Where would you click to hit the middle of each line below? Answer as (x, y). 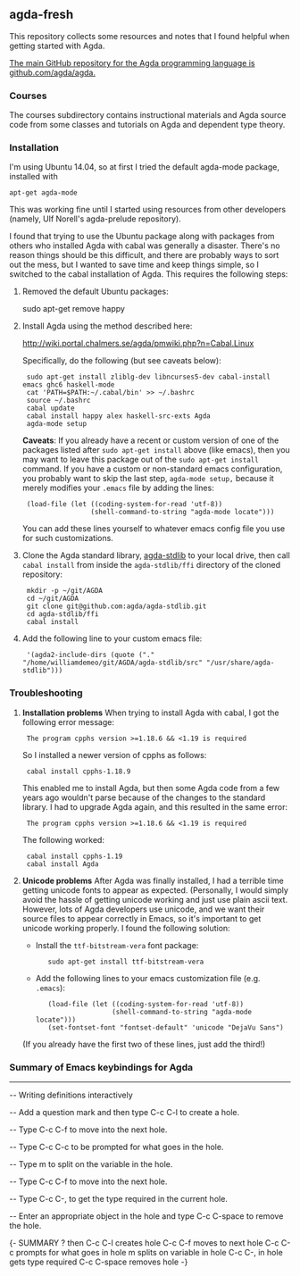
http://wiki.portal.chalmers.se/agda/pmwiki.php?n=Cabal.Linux (138, 344)
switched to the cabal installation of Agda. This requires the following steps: (149, 274)
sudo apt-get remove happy (73, 309)
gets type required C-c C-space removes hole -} (99, 1262)
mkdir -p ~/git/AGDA (64, 591)
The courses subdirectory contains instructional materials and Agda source (148, 115)
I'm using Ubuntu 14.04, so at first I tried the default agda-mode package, (144, 167)
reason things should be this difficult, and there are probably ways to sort (144, 255)
